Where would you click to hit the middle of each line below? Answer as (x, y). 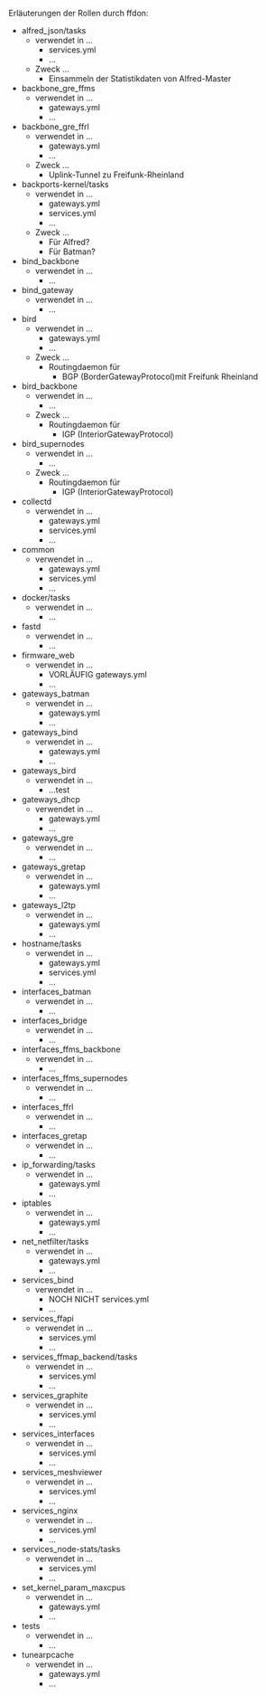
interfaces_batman (56, 991)
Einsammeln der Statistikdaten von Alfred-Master (140, 79)
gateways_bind (50, 732)
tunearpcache (47, 1655)
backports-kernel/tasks (65, 184)
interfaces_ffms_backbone (71, 1049)
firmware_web (48, 655)
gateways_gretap (54, 867)
